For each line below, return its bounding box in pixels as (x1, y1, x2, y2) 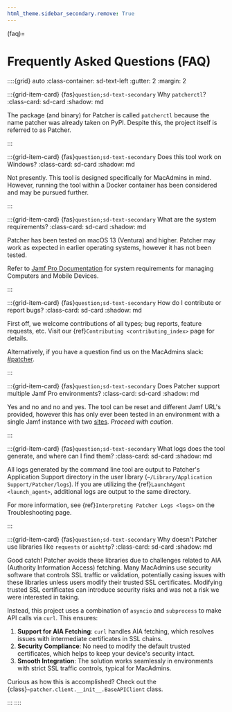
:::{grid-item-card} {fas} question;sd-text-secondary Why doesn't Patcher (7, 535, 217, 543)
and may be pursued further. (7, 188, 89, 197)
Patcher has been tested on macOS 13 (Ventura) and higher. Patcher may (7, 235, 216, 244)
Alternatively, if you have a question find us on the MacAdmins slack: (7, 347, 204, 356)
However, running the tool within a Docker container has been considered (7, 181, 217, 189)
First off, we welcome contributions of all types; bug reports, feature (7, 319, 202, 327)
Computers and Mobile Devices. (7, 272, 99, 280)
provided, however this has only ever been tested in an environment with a (7, 410, 220, 418)
